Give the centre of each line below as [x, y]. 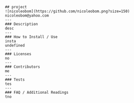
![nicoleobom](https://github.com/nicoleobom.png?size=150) [67, 11]
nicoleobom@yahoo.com [27, 16]
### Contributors [22, 67]
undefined [15, 45]
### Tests [15, 80]
